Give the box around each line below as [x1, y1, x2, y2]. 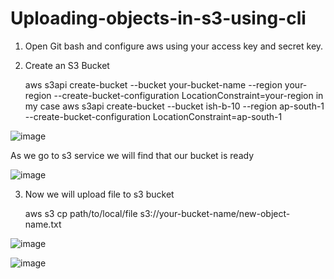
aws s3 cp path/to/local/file [24, 207, 138, 219]
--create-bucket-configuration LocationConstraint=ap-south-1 [24, 110, 283, 122]
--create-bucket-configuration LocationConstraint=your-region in [53, 89, 324, 101]
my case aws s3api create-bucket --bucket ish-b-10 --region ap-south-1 [24, 100, 325, 112]
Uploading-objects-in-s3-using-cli [10, 7, 307, 30]
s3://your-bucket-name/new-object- [139, 207, 291, 219]
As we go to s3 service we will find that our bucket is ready [10, 149, 255, 161]
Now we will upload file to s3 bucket [24, 188, 175, 200]
